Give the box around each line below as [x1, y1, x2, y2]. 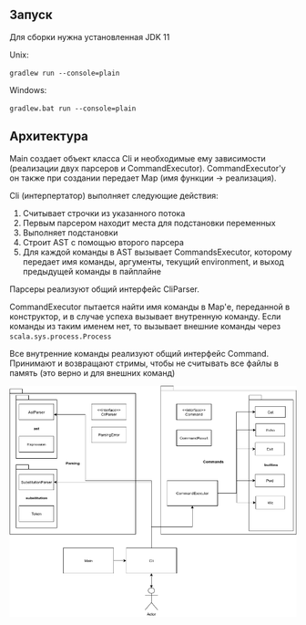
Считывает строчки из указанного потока [22, 207, 186, 218]
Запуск [9, 7, 53, 23]
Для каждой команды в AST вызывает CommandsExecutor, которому [22, 246, 292, 257]
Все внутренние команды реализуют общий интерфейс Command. [9, 348, 270, 359]
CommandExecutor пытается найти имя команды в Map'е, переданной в [9, 301, 291, 312]
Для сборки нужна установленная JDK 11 [9, 31, 170, 42]
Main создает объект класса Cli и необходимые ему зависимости [9, 152, 266, 163]
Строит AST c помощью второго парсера [22, 236, 185, 247]
